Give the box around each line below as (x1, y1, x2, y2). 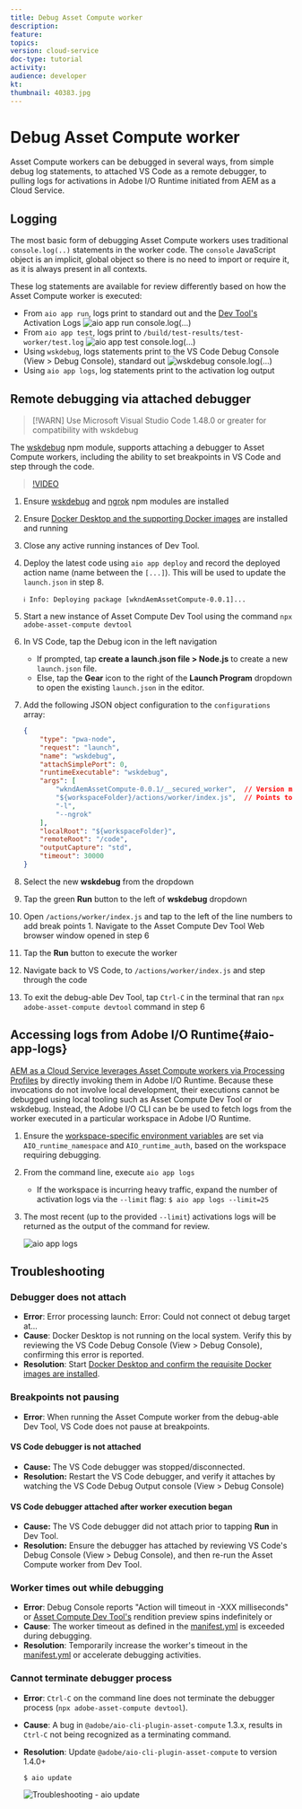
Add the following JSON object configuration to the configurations (22, 699, 272, 710)
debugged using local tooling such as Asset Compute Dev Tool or (10, 1093, 253, 1104)
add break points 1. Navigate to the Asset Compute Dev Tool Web (22, 920, 265, 931)
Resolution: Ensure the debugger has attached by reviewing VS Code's (22, 1541, 288, 1551)
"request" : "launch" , (39, 742, 120, 752)
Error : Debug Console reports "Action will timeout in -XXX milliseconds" (22, 1602, 289, 1612)
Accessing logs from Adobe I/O (10, 1027, 189, 1042)
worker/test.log (22, 338, 84, 347)
